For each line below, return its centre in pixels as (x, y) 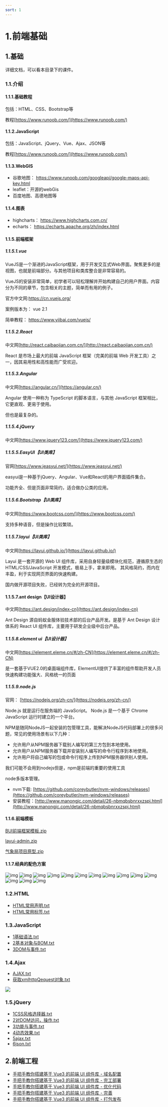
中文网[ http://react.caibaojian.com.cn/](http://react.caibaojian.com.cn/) (79, 345)
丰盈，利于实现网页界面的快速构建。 (43, 574)
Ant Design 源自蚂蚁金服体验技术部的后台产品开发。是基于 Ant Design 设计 (83, 620)
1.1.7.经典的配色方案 (26, 864)
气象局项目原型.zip (24, 852)
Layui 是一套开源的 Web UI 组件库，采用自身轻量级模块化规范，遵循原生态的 (84, 561)
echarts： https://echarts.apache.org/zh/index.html (66, 227)
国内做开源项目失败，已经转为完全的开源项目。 (54, 584)
